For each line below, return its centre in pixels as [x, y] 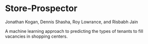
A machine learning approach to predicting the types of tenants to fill [74, 31]
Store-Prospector [41, 8]
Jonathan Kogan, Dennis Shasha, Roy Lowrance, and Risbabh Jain [72, 22]
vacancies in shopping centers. [37, 36]
